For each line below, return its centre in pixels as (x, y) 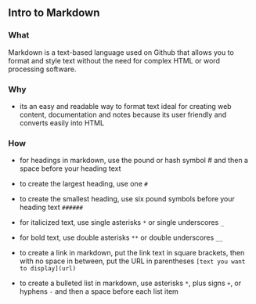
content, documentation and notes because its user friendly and (123, 114)
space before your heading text (70, 168)
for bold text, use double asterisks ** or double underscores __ (121, 237)
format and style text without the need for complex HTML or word (114, 60)
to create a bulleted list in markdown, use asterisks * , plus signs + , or (130, 283)
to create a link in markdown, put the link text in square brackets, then (132, 253)
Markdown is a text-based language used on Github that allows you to (121, 52)
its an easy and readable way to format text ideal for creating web (126, 106)
